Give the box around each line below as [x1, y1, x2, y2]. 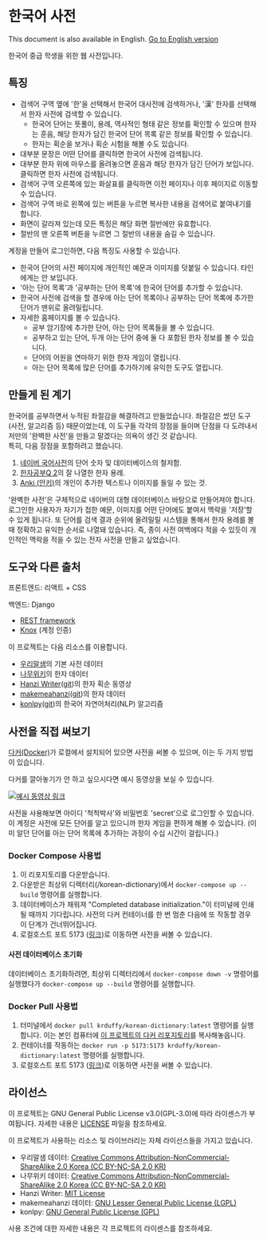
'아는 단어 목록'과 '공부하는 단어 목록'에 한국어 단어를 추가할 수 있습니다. [19, 283, 243, 292]
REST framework [19, 616, 76, 625]
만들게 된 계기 [8, 388, 72, 402]
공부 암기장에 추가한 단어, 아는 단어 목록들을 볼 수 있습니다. [31, 323, 215, 332]
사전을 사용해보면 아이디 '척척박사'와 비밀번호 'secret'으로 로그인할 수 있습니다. [8, 808, 254, 818]
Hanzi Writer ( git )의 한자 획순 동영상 [19, 679, 132, 689]
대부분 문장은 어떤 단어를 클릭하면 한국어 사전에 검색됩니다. [19, 149, 203, 158]
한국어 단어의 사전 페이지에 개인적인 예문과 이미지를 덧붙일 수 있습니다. [19, 263, 239, 272]
